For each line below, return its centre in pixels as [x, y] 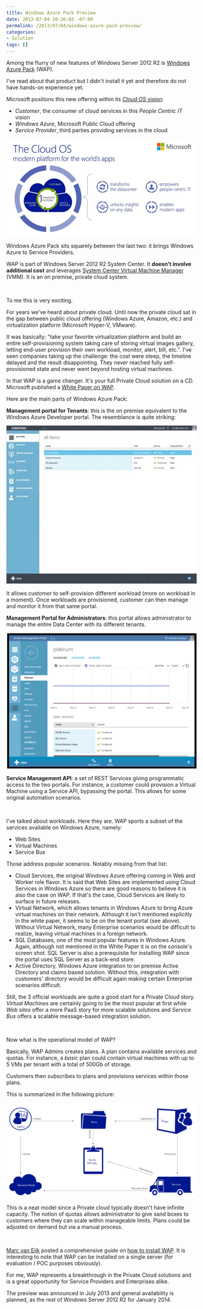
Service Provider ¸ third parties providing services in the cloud [91, 130]
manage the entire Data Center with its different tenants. [76, 624]
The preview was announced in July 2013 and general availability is [90, 1293]
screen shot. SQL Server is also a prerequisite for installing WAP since [102, 953]
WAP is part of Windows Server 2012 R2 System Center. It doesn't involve [99, 264]
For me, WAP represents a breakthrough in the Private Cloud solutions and [99, 1275]
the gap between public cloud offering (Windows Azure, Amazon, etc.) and [99, 319]
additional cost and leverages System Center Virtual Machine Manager [95, 270]
